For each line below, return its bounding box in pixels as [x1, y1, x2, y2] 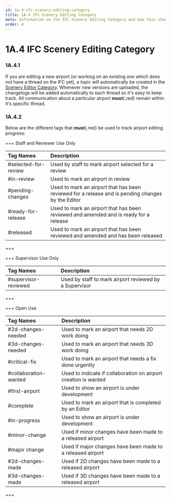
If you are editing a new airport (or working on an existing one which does [5, 73, 160, 80]
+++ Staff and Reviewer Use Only [5, 140, 76, 146]
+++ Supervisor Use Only [5, 255, 59, 261]
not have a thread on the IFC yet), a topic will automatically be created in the [5, 78, 165, 85]
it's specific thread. [5, 100, 46, 107]
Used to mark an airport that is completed [61, 399, 161, 406]
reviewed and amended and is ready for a [50, 211, 150, 218]
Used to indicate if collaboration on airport [61, 370, 163, 377]
